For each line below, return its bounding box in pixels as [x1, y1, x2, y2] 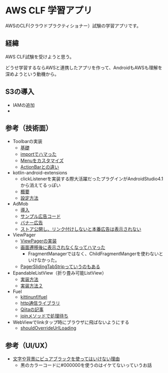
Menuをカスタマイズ [20, 157, 64, 164]
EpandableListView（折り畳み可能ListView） [12, 270, 107, 276]
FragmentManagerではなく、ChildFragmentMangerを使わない [28, 251, 159, 257]
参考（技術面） [5, 123, 53, 132]
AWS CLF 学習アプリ [5, 5, 93, 16]
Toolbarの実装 [12, 138, 42, 144]
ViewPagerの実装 [20, 238, 57, 244]
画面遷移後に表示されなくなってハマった [20, 244, 106, 251]
